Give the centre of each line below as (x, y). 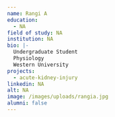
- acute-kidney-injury (46, 77)
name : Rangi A (27, 13)
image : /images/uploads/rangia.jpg (58, 97)
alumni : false (27, 103)
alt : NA (18, 90)
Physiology (29, 58)
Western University (41, 65)
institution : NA (30, 39)
